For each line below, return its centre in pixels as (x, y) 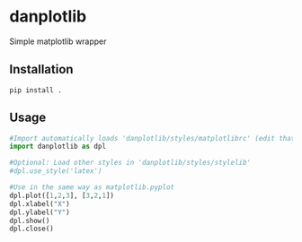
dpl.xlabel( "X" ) (40, 203)
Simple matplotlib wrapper (58, 41)
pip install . (36, 90)
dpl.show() (30, 220)
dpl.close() (31, 229)
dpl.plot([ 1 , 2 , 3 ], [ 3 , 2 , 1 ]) (62, 195)
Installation (41, 69)
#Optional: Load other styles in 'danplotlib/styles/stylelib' (130, 163)
